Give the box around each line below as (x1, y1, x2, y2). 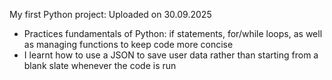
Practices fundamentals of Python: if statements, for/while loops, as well (23, 28, 323, 39)
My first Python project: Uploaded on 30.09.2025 (9, 9, 212, 20)
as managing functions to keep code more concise (23, 39, 234, 50)
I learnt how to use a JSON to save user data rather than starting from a (23, 49, 319, 61)
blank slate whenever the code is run (23, 60, 177, 71)
